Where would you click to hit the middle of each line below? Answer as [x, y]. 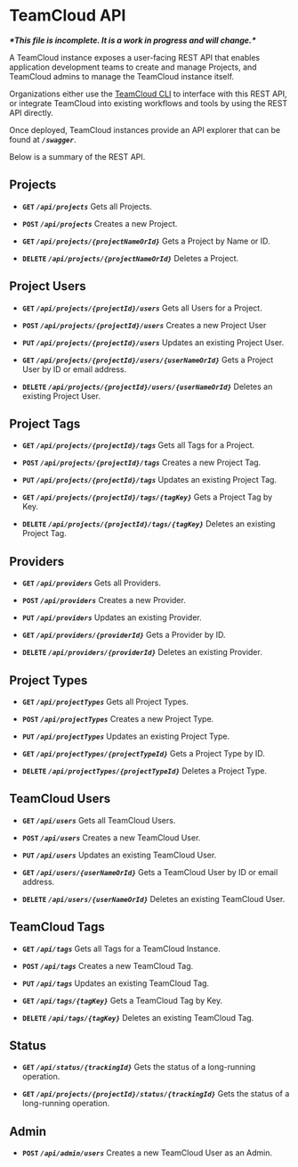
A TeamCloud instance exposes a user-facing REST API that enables [135, 57]
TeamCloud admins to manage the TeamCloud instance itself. [121, 76]
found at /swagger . [43, 139]
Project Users [48, 286]
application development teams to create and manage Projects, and [133, 67]
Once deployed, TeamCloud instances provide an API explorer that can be [145, 129]
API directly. [31, 112]
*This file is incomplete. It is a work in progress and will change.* [133, 40]
